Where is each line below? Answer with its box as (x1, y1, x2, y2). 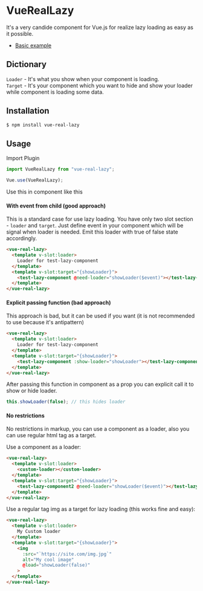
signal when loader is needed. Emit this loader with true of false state (6, 228, 178, 236)
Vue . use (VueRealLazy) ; (6, 177, 63, 183)
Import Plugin (6, 155, 40, 162)
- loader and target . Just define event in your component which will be (6, 222, 184, 229)
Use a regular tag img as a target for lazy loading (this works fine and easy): (6, 506, 195, 513)
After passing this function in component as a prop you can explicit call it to (6, 380, 195, 388)
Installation (6, 106, 50, 116)
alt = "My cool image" (22, 557, 74, 563)
